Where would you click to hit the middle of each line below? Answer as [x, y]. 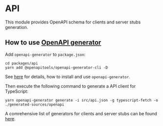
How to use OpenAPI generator [53, 43]
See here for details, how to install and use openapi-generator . [68, 77]
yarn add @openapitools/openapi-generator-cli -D [57, 67]
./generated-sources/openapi [35, 105]
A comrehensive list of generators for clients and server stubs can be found [81, 113]
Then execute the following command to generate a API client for [70, 86]
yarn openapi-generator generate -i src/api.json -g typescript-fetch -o [82, 100]
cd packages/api [21, 63]
